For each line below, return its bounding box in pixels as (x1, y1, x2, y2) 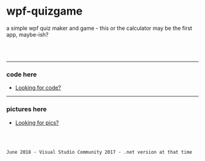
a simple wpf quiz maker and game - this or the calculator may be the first (6, 24, 192, 32)
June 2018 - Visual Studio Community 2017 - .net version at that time (6, 149, 192, 155)
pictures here (6, 105, 47, 113)
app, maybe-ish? (6, 30, 49, 38)
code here (6, 70, 37, 79)
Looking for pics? (15, 119, 59, 126)
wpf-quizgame (6, 4, 83, 18)
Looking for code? (15, 84, 62, 91)
